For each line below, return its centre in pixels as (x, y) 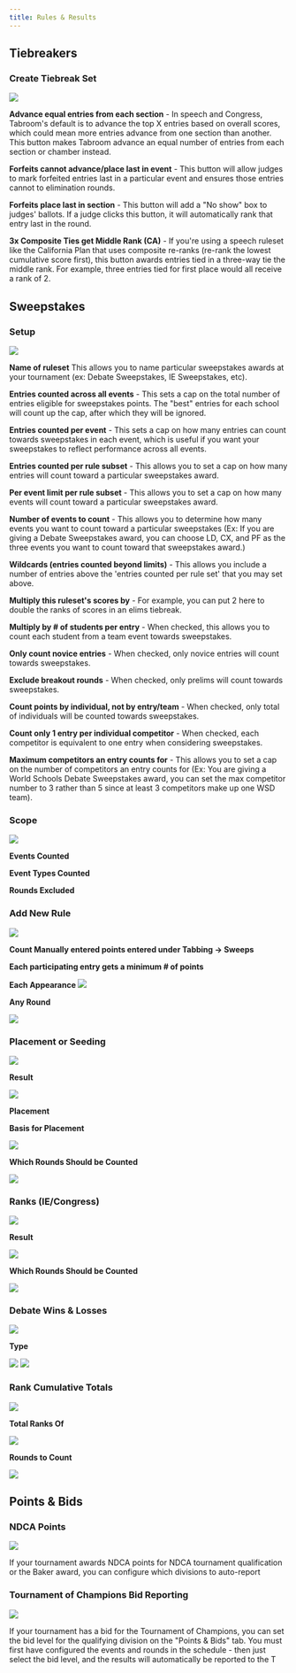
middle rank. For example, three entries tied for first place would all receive (146, 269)
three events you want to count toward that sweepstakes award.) (127, 547)
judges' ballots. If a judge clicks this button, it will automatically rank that (141, 214)
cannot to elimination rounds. (62, 188)
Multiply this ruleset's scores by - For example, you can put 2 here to (137, 600)
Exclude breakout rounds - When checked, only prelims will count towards (146, 680)
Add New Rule (40, 914)
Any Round (30, 1002)
